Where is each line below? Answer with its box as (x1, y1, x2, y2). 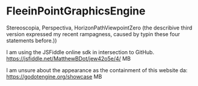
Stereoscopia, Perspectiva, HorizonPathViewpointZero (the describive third (6, 24, 193, 31)
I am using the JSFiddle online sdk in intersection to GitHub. (6, 48, 155, 55)
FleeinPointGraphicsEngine (6, 4, 146, 18)
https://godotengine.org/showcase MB (6, 73, 102, 80)
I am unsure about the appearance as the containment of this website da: (6, 66, 188, 73)
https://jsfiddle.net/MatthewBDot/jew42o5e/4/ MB (6, 55, 131, 62)
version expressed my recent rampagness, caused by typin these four (6, 30, 181, 37)
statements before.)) (6, 37, 57, 44)
